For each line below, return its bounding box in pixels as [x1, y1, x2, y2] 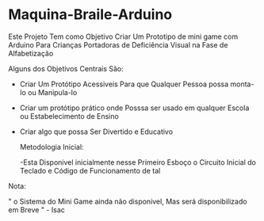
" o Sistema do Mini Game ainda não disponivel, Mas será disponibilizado [8, 196, 247, 206]
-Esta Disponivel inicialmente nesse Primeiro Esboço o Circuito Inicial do [19, 157, 256, 167]
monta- [230, 79, 254, 89]
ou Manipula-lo [27, 87, 78, 97]
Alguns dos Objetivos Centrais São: [8, 63, 124, 73]
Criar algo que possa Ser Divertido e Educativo [19, 127, 173, 136]
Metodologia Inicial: [19, 142, 85, 151]
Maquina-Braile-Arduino [8, 6, 173, 24]
